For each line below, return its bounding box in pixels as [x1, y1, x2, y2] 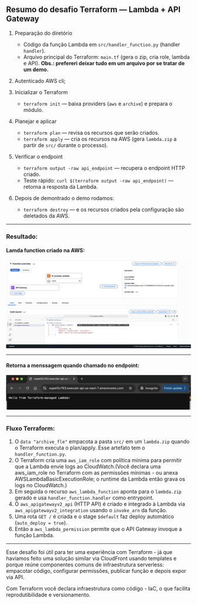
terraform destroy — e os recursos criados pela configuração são [23, 206, 184, 213]
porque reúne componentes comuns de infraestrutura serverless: [6, 561, 164, 568]
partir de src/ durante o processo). [23, 141, 108, 149]
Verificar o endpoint [14, 153, 63, 160]
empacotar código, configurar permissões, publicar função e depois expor [6, 567, 186, 574]
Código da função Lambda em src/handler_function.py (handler [23, 41, 181, 48]
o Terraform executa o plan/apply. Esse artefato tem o [14, 444, 145, 451]
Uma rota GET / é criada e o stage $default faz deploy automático [14, 513, 174, 520]
